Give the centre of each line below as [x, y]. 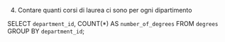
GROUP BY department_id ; [46, 31]
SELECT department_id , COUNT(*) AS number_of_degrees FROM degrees [113, 23]
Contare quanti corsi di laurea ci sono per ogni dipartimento [105, 10]
